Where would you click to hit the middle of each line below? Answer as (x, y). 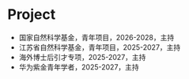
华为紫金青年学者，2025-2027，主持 (79, 67)
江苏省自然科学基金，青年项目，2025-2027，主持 (100, 47)
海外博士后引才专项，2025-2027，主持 (82, 57)
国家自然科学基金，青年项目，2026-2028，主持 (96, 37)
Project (32, 15)
